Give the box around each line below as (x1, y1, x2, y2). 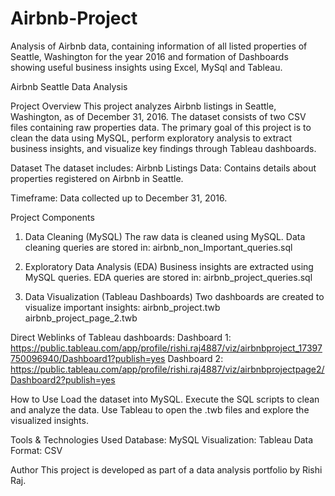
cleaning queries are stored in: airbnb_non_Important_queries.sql (24, 241, 293, 253)
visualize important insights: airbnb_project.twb (24, 301, 221, 313)
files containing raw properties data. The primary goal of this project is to (10, 121, 312, 133)
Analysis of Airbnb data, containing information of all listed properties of (10, 40, 308, 52)
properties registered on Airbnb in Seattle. (10, 172, 184, 184)
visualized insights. (10, 414, 89, 426)
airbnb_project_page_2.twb (24, 312, 138, 324)
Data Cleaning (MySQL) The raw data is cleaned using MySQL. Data (24, 230, 306, 242)
